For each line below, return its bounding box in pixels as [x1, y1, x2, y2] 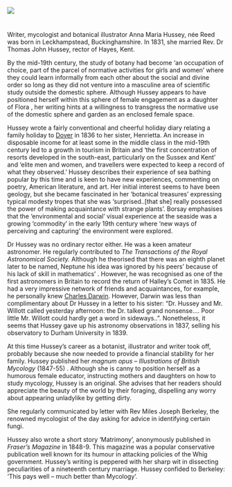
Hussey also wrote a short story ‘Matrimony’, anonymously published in [7, 436, 211, 444]
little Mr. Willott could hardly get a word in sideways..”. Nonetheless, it [7, 314, 206, 323]
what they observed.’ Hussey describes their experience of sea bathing [7, 168, 211, 176]
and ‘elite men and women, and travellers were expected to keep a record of [7, 160, 225, 169]
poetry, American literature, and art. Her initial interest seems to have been [7, 182, 220, 191]
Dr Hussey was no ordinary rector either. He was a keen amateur [7, 240, 192, 249]
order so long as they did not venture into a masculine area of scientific [7, 80, 211, 89]
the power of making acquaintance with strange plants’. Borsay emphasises [7, 205, 223, 213]
